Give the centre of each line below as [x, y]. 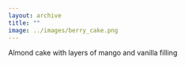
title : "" [25, 23]
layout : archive [35, 15]
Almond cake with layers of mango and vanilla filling [93, 53]
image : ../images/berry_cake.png [63, 30]
